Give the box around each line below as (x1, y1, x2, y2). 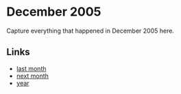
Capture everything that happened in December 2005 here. (6, 27, 174, 35)
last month (16, 64, 47, 72)
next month (16, 72, 49, 80)
